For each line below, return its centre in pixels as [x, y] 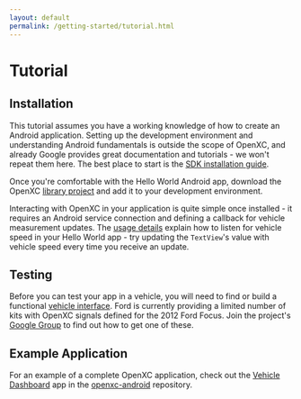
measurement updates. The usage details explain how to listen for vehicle [146, 227]
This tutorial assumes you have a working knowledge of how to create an [145, 125]
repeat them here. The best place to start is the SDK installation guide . [139, 164]
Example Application [69, 354]
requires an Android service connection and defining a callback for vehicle [147, 218]
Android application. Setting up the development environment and [131, 135]
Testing [31, 274]
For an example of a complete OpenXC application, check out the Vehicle [145, 376]
